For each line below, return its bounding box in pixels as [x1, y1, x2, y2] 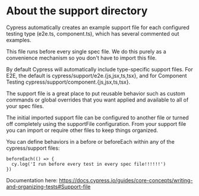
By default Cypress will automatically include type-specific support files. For [6, 65, 193, 72]
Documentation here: [6, 176, 58, 184]
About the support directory [6, 4, 148, 18]
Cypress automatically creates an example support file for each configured [6, 24, 190, 31]
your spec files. [6, 102, 45, 109]
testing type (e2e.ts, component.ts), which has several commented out [6, 30, 179, 37]
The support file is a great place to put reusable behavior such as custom [6, 90, 185, 97]
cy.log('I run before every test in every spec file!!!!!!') [11, 161, 166, 167]
